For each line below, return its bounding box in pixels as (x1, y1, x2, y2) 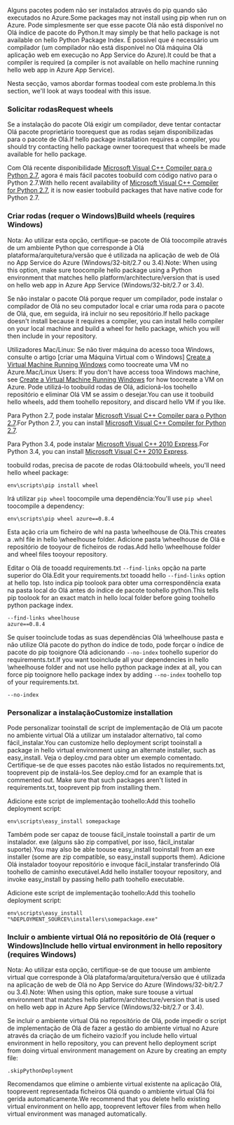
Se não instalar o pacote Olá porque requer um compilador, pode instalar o (7, 294, 223, 303)
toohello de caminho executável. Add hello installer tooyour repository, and (7, 867, 222, 876)
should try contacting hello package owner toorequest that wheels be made (7, 143, 226, 151)
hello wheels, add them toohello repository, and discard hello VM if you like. (7, 397, 226, 406)
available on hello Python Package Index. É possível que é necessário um (7, 36, 219, 44)
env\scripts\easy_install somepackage (7, 818, 121, 825)
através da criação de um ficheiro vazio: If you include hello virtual (7, 1032, 198, 1040)
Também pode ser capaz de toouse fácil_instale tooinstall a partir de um (7, 830, 216, 838)
